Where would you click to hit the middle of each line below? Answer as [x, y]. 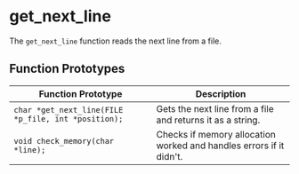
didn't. [170, 156]
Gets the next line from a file [215, 108]
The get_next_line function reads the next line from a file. [116, 41]
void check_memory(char [64, 141]
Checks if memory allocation [216, 134]
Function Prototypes [67, 69]
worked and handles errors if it [220, 146]
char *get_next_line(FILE [69, 110]
